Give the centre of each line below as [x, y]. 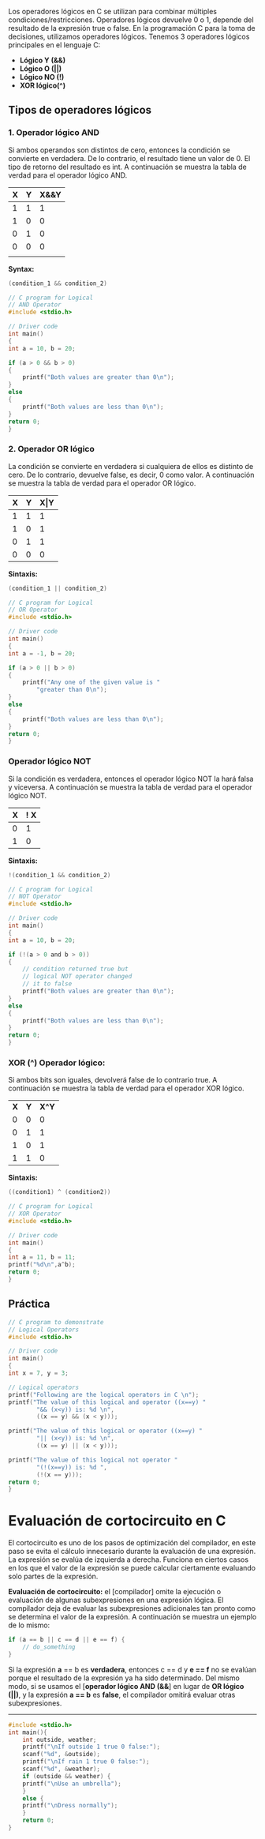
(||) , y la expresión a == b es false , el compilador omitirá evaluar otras [122, 1695]
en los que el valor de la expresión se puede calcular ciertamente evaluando [132, 1568]
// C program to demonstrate [56, 1322]
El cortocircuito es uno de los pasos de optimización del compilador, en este [132, 1543]
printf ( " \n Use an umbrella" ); [72, 1784]
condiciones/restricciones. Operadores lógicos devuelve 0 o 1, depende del [131, 20]
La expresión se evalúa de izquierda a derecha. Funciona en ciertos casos [129, 1559]
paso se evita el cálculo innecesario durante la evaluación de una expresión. [132, 1552]
